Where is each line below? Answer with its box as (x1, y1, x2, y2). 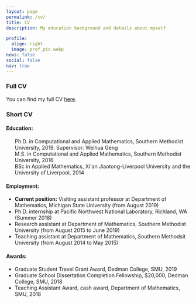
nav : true (6, 63, 30, 69)
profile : (6, 36, 27, 42)
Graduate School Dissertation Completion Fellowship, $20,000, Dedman (14, 272, 188, 279)
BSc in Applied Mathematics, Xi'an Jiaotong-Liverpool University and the (14, 163, 191, 170)
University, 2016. (14, 156, 56, 163)
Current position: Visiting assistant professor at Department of (14, 196, 167, 203)
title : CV (6, 19, 30, 25)
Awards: (6, 253, 27, 260)
